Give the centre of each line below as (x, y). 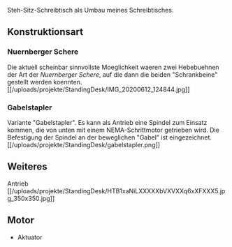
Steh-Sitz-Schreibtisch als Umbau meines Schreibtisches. (90, 10)
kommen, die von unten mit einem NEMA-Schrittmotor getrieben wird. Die (114, 130)
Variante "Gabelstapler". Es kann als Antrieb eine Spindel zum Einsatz (107, 122)
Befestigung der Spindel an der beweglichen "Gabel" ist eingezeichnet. (109, 137)
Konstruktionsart (45, 32)
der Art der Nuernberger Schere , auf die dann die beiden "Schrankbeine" (113, 74)
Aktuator (30, 237)
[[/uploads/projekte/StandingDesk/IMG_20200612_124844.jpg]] (99, 89)
